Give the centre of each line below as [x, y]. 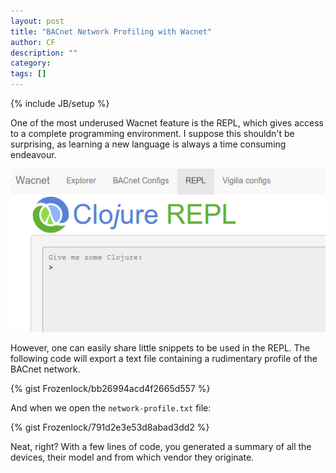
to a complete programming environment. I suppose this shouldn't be [152, 133]
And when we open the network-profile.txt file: [111, 407]
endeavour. [33, 154]
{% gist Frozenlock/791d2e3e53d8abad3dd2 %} [110, 427]
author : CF [33, 42]
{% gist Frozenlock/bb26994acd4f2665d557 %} [110, 388]
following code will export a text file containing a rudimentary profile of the [164, 358]
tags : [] [28, 74]
